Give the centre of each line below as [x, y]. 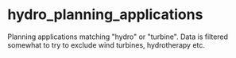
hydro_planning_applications [105, 15]
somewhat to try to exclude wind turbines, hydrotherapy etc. [106, 44]
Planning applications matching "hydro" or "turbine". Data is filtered [118, 37]
